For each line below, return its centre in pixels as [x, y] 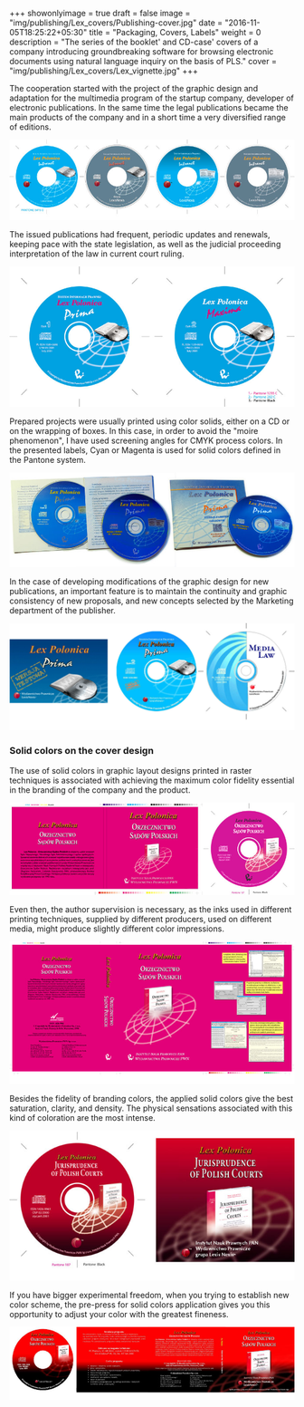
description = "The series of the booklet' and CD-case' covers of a [134, 42]
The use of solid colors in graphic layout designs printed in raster [131, 770]
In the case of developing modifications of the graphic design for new [139, 582]
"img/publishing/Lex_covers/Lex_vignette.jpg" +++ [104, 71]
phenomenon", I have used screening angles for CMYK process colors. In [146, 441]
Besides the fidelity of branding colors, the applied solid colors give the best [152, 1098]
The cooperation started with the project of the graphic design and [134, 88]
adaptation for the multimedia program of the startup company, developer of [152, 98]
